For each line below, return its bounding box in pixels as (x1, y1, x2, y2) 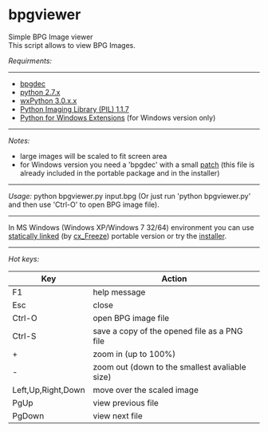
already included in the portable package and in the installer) (19, 168, 220, 177)
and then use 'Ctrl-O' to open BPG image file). (8, 200, 160, 209)
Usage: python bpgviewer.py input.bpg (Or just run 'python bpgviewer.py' (8, 191, 251, 200)
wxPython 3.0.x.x (19, 96, 77, 105)
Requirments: (8, 56, 53, 65)
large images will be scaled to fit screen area (19, 151, 167, 161)
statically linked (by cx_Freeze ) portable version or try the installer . (8, 231, 227, 240)
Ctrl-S (12, 330, 37, 341)
